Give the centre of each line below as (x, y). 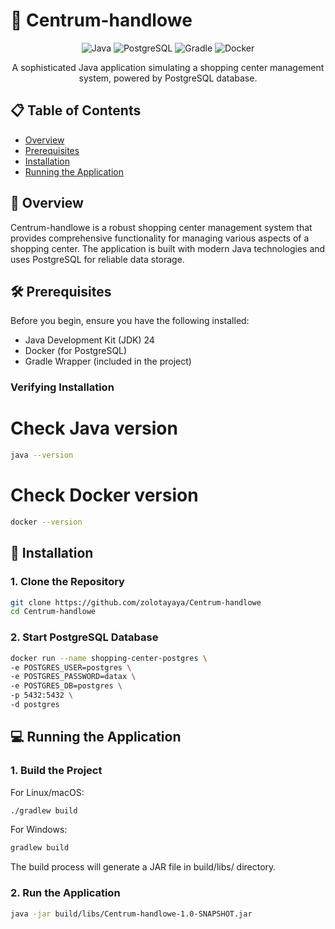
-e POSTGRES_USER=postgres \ (71, 667)
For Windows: (39, 830)
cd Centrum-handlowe (53, 612)
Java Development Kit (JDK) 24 (89, 340)
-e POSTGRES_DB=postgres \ (66, 686)
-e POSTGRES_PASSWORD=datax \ (73, 677)
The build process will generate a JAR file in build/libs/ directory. (143, 867)
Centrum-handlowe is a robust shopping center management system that (161, 227)
